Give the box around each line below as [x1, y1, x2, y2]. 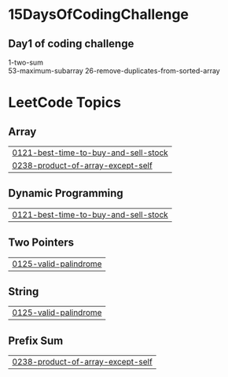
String [8, 285, 39, 298]
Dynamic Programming [8, 187, 123, 200]
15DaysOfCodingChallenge [8, 6, 189, 24]
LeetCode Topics [8, 94, 122, 112]
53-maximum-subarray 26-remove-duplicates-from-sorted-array [8, 66, 220, 76]
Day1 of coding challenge [8, 37, 134, 50]
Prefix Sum [8, 334, 64, 347]
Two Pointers [8, 236, 75, 249]
